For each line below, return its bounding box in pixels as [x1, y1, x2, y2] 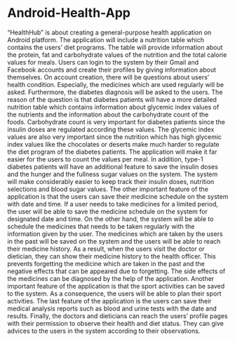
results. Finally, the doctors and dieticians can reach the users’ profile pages [7, 311, 228, 320]
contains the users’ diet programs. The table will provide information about [7, 43, 223, 51]
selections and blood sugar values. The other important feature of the [7, 185, 209, 193]
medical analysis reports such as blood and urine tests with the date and [7, 304, 217, 313]
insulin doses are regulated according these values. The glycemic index [7, 125, 215, 133]
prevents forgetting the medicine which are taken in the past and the [7, 259, 205, 268]
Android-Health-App [7, 5, 131, 21]
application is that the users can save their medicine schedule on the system [7, 192, 229, 201]
